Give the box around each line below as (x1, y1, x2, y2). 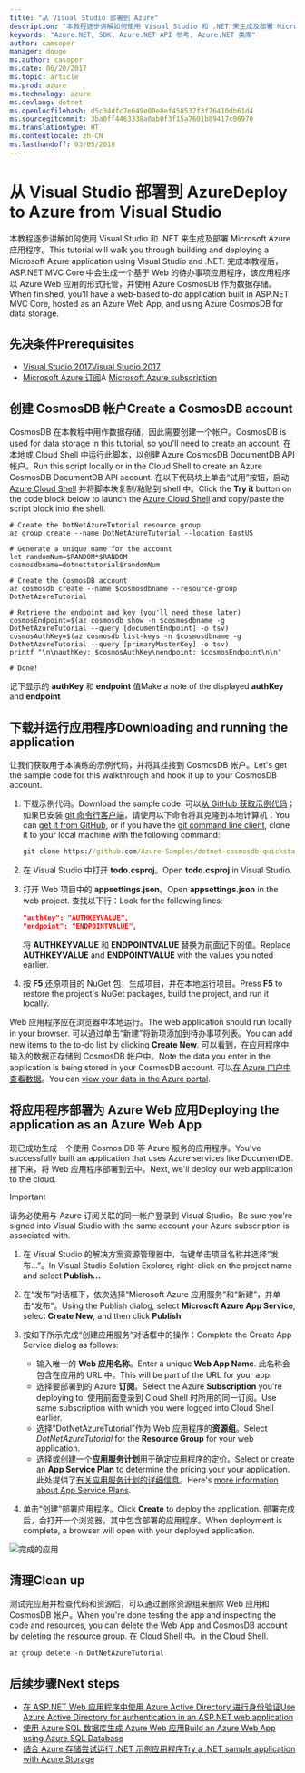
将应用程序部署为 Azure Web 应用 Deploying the (9, 1102, 280, 1118)
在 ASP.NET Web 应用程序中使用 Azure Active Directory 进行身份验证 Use (22, 1701, 296, 1712)
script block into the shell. (9, 503, 106, 514)
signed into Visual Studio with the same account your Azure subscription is (9, 1220, 290, 1231)
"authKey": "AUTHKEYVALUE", (22, 913, 129, 922)
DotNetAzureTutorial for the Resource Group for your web (35, 1433, 254, 1443)
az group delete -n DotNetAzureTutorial (9, 1649, 165, 1658)
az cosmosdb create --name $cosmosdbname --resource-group (9, 585, 238, 594)
